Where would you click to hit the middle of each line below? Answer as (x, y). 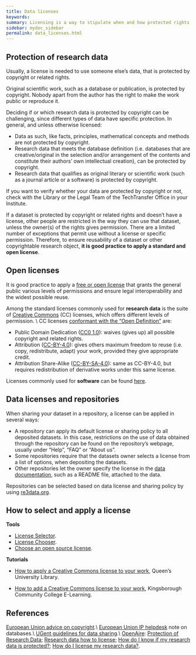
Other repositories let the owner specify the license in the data (90, 468)
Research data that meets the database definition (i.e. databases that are (102, 148)
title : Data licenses (32, 11)
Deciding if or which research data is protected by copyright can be (87, 112)
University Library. (37, 577)
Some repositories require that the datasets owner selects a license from (102, 456)
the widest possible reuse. (38, 297)
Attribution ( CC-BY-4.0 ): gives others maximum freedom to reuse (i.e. (98, 344)
